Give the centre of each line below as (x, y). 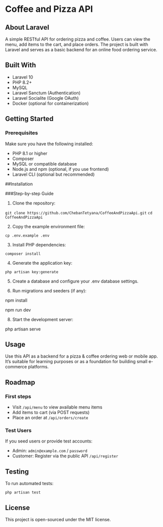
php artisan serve (23, 329)
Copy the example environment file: (48, 226)
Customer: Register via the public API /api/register (65, 456)
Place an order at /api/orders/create (50, 418)
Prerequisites (21, 133)
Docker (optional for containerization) (50, 103)
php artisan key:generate (32, 272)
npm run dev (18, 310)
